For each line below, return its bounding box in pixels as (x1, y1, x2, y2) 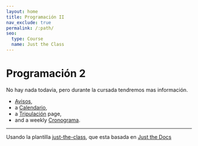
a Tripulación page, (14, 110, 62, 117)
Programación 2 (6, 67, 86, 80)
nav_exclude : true (6, 19, 51, 25)
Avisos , (14, 98, 32, 105)
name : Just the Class (11, 42, 65, 48)
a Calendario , (14, 104, 48, 111)
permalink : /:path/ (6, 25, 54, 31)
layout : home (6, 8, 38, 15)
